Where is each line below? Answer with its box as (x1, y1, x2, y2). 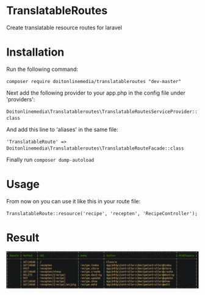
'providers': (6, 95, 35, 103)
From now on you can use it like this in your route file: (6, 197, 141, 205)
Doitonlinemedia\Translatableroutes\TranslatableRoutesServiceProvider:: (6, 108, 198, 115)
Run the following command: (6, 65, 78, 73)
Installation (6, 45, 65, 59)
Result (6, 231, 40, 244)
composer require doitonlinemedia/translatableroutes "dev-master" (6, 78, 182, 84)
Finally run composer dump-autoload (6, 156, 95, 163)
